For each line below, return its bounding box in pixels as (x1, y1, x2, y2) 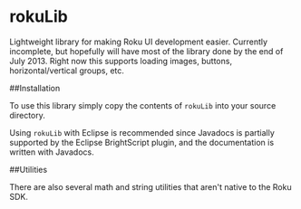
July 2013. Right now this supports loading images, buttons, (9, 55, 233, 66)
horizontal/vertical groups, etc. (9, 65, 125, 76)
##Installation (9, 82, 61, 93)
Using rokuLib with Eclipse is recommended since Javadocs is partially (9, 127, 275, 138)
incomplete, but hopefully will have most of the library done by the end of (9, 45, 284, 56)
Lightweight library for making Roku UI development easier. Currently (9, 36, 268, 47)
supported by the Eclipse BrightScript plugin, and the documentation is (9, 137, 275, 147)
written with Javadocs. (9, 147, 94, 157)
